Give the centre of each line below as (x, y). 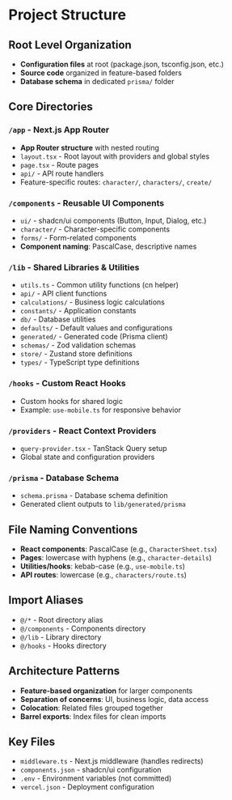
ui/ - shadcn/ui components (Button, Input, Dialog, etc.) (113, 220)
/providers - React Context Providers (82, 431)
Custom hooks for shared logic (72, 401)
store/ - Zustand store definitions (76, 354)
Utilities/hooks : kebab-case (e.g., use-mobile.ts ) (103, 566)
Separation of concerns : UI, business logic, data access (114, 699)
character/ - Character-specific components (95, 229)
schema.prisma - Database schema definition (94, 496)
